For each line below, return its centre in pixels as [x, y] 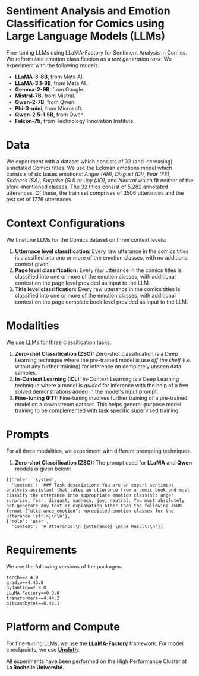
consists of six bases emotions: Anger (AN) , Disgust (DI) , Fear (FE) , [89, 174]
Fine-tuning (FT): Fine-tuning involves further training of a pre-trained [101, 398]
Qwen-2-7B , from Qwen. [45, 102]
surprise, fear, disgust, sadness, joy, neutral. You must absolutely [95, 500]
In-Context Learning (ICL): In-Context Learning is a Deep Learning [97, 379]
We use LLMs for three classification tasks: [59, 342]
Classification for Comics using [85, 23]
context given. [32, 264]
